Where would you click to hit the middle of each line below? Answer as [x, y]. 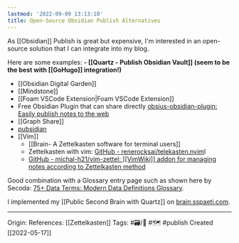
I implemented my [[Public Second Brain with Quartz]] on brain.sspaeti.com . [119, 201]
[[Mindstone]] [38, 91]
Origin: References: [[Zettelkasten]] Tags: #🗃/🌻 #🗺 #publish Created [110, 222]
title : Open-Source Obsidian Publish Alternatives [84, 21]
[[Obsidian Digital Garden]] [57, 83]
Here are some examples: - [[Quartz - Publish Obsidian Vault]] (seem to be [118, 62]
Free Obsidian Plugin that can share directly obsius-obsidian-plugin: [117, 106]
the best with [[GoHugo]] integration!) [65, 70]
